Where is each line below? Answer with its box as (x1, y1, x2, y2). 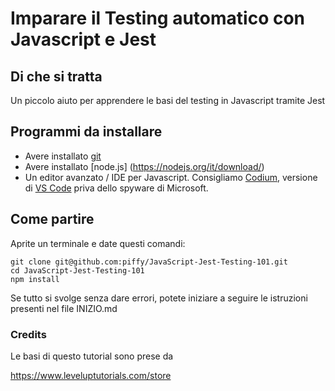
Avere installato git (24, 150, 102, 162)
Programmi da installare (10, 123, 163, 141)
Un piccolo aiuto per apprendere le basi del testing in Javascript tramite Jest (10, 95, 326, 106)
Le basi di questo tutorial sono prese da (10, 350, 174, 362)
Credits (10, 327, 47, 341)
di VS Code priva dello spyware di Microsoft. (24, 182, 209, 194)
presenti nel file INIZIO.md (10, 302, 118, 314)
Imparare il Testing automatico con (10, 7, 306, 30)
